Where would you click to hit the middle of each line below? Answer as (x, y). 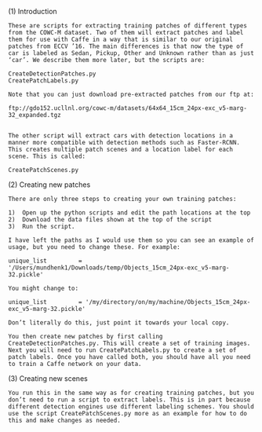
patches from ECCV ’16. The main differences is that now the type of (126, 46)
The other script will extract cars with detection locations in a (121, 136)
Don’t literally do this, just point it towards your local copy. (119, 323)
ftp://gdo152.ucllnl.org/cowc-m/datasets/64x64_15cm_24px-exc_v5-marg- (127, 108)
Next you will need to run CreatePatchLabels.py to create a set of (122, 350)
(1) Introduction (33, 11)
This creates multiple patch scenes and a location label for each (121, 149)
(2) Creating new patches (49, 185)
